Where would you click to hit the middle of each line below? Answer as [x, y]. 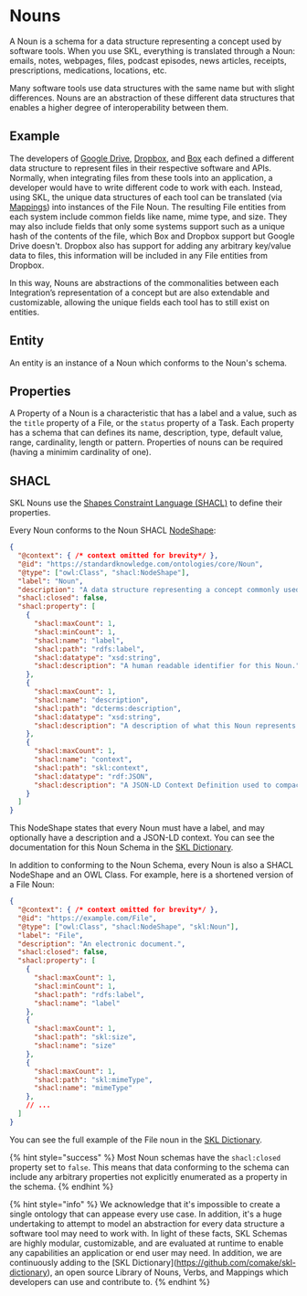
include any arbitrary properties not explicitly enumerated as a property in [148, 1176]
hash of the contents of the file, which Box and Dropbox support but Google [152, 236]
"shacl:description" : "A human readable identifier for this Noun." [167, 666]
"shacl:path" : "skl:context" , [91, 768]
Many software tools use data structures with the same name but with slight [152, 88]
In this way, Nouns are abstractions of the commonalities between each [144, 282]
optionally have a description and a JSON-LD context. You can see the [143, 838]
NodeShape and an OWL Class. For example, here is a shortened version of [152, 875]
